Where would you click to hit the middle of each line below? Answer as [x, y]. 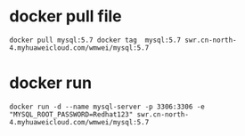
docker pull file [65, 16]
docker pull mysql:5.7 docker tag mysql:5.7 [95, 40]
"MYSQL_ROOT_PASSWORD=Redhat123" [71, 114]
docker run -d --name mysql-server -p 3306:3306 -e [107, 107]
